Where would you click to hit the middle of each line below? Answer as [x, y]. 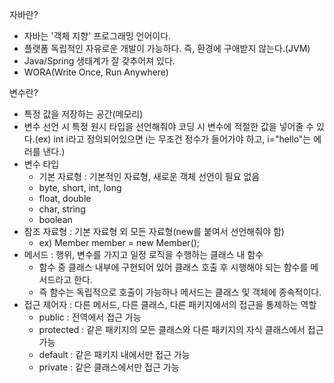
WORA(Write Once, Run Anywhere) [96, 72]
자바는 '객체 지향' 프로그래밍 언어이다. [97, 36]
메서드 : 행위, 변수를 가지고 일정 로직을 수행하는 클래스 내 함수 [143, 254]
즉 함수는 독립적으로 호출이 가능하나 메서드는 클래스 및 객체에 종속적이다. [180, 292]
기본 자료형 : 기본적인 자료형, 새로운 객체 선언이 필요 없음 [149, 176]
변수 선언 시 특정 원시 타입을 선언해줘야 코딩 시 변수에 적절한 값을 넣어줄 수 [169, 126]
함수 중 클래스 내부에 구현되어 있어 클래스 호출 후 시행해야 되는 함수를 [173, 267]
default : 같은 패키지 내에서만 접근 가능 [114, 354]
